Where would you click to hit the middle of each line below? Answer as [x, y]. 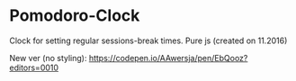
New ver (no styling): [48, 58]
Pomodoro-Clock [75, 16]
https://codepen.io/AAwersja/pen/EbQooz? [168, 58]
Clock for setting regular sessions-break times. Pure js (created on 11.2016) [148, 40]
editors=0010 [34, 67]
